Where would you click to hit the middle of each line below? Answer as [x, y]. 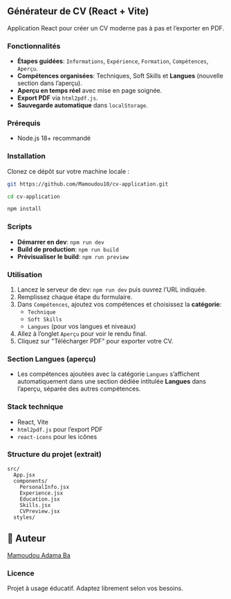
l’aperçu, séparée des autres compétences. [79, 389]
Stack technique [35, 406]
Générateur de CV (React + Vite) [78, 11]
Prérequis [24, 123]
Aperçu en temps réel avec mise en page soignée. [90, 91]
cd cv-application [34, 197]
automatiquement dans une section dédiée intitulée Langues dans [111, 382]
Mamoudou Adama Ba [39, 555]
